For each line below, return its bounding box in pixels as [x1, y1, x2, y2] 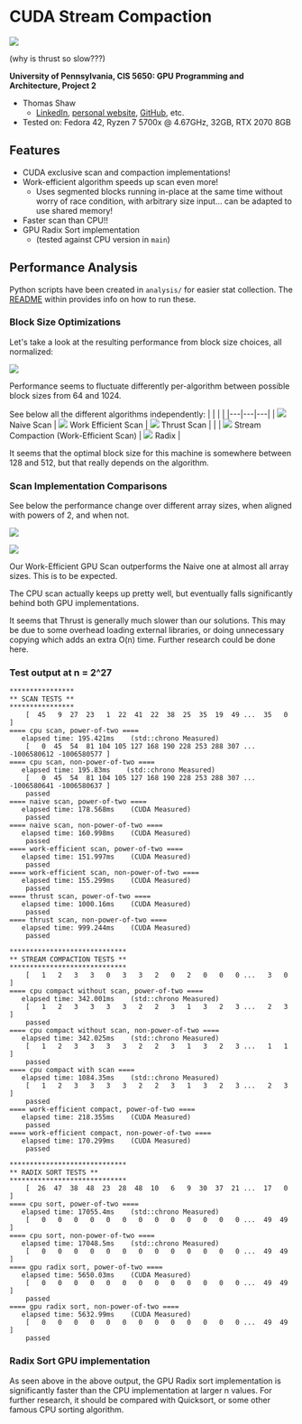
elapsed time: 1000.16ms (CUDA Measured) [21, 900, 192, 909]
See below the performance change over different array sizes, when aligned [9, 501, 293, 511]
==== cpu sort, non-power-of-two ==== [9, 1231, 155, 1241]
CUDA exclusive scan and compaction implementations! [22, 167, 232, 178]
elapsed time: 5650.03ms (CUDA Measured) [21, 1271, 192, 1280]
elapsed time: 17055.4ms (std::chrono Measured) [21, 1208, 220, 1217]
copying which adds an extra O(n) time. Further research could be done [9, 634, 276, 646]
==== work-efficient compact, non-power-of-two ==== [9, 1129, 212, 1138]
